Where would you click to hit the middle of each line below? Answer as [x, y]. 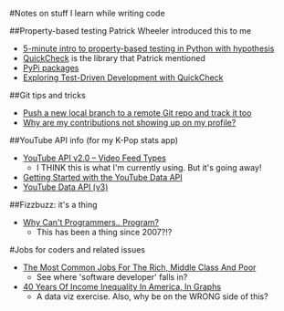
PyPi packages [51, 68]
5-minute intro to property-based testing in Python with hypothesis [148, 48]
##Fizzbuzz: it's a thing [53, 205]
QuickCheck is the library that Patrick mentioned [114, 58]
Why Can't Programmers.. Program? [91, 222]
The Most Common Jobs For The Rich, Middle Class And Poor [139, 267]
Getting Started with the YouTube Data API [102, 177]
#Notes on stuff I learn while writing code [88, 13]
